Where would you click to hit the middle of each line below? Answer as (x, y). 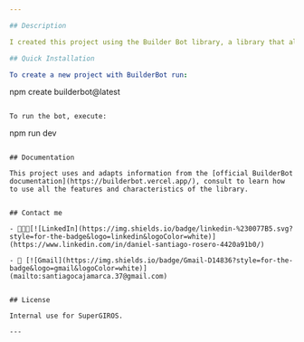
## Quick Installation (52, 58)
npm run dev (33, 133)
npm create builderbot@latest (65, 92)
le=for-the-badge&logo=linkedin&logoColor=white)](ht (113, 237)
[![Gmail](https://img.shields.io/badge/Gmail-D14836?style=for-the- (160, 261)
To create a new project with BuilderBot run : (99, 75)
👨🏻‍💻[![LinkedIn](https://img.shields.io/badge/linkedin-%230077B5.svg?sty (156, 229)
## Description (38, 25)
